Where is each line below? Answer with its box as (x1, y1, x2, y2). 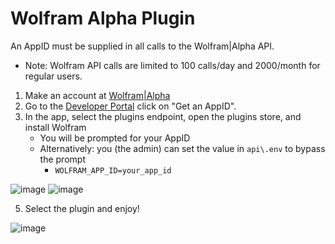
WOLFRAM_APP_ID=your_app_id (54, 165, 172, 176)
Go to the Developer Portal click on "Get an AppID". (24, 100, 237, 112)
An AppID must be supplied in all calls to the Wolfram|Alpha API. (10, 40, 275, 52)
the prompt (39, 153, 86, 165)
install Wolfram (24, 121, 87, 133)
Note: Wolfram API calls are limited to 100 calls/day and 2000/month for (24, 59, 321, 71)
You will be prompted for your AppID (39, 132, 191, 144)
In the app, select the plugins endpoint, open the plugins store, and (24, 110, 302, 122)
